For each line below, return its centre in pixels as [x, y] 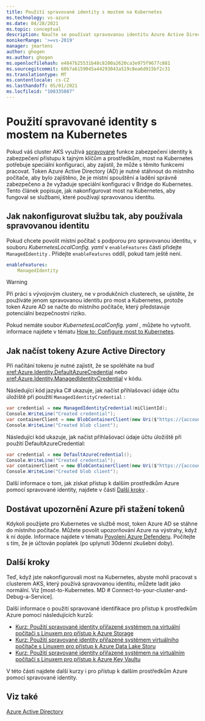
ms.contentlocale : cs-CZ [38, 80]
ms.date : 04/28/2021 [33, 23]
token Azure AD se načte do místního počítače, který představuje [88, 307]
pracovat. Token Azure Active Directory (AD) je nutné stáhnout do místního [100, 171]
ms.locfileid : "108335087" [41, 92]
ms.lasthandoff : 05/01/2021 [42, 86]
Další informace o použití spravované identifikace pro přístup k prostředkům [102, 608]
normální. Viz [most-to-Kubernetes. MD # [59, 590]
